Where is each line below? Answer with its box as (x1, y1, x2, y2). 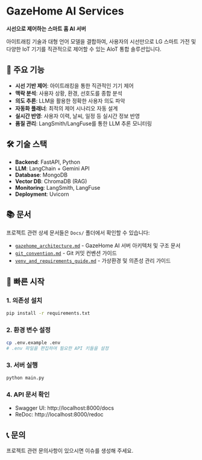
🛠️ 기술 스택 (6, 139, 47, 149)
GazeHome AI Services (6, 4, 124, 18)
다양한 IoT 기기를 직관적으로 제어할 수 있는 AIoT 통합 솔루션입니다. (6, 45, 162, 53)
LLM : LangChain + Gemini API (14, 164, 90, 172)
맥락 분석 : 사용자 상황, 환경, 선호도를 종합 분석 (14, 89, 122, 97)
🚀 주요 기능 (6, 65, 45, 75)
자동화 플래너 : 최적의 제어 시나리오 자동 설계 (14, 105, 118, 112)
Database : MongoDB (14, 171, 68, 178)
